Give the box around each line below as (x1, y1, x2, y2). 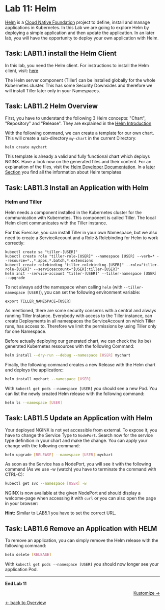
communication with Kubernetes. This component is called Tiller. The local (5, 215, 156, 221)
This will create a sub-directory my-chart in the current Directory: (5, 135, 137, 141)
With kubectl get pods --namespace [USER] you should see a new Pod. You (5, 385, 157, 391)
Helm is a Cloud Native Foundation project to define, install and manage (5, 19, 150, 25)
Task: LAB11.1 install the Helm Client (5, 49, 117, 58)
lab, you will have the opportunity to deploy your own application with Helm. (5, 35, 159, 41)
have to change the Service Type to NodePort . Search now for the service (5, 432, 153, 438)
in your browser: (5, 501, 38, 506)
